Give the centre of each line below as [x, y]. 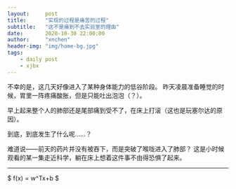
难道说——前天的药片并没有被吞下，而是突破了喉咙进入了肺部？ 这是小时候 [116, 148]
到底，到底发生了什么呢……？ [50, 134]
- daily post [39, 59]
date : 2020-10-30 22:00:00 [56, 33]
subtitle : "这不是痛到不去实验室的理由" [63, 27]
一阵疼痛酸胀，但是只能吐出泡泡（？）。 [88, 95]
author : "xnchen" [39, 40]
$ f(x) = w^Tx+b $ [33, 178]
